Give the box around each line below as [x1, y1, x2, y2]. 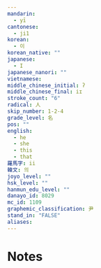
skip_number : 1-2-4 [7, 108, 64, 115]
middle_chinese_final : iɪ [7, 88, 82, 95]
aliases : [7, 218, 33, 225]
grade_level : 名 [7, 114, 54, 121]
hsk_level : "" [7, 179, 49, 186]
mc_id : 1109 [7, 199, 42, 206]
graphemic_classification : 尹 [7, 206, 94, 213]
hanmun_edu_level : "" [7, 186, 70, 193]
